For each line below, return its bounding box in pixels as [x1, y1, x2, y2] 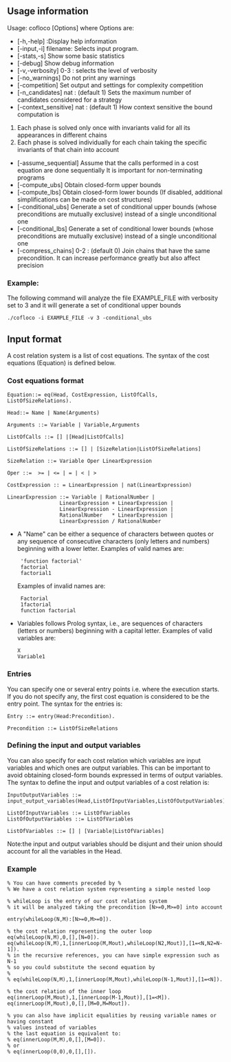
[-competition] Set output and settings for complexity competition [16, 80, 204, 89]
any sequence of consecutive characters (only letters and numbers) [16, 537, 210, 545]
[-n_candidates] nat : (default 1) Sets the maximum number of [16, 88, 192, 96]
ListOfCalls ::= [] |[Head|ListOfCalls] [7, 433, 125, 441]
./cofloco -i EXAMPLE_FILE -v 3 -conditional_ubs [7, 314, 153, 322]
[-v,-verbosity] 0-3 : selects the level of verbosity [16, 66, 157, 74]
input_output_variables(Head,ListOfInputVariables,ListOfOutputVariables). [7, 797, 229, 804]
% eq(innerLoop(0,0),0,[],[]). [7, 1048, 97, 1055]
